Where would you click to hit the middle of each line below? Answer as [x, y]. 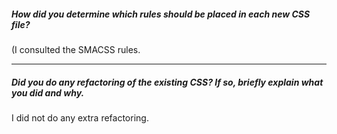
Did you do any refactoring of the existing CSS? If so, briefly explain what [167, 82]
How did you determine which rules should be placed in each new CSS [161, 14]
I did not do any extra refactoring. [80, 117]
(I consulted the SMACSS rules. [76, 49]
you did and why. [48, 92]
